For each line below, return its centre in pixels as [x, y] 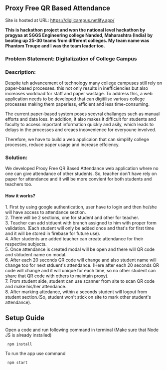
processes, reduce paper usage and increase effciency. [62, 145]
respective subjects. [26, 244]
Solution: [16, 158]
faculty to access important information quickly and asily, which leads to [80, 125]
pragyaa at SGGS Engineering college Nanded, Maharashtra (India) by [79, 35]
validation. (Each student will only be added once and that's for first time [80, 228]
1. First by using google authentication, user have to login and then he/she [81, 207]
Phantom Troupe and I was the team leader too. [55, 46]
